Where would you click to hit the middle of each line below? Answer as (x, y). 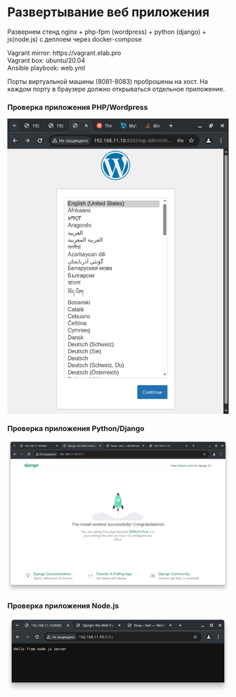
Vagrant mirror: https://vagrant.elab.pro (64, 53)
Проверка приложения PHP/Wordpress (78, 107)
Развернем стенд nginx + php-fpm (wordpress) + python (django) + (107, 32)
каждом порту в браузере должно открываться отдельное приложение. (116, 89)
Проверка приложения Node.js (63, 605)
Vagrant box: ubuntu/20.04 (46, 60)
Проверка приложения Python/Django (76, 429)
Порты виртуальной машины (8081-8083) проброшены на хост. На (108, 81)
